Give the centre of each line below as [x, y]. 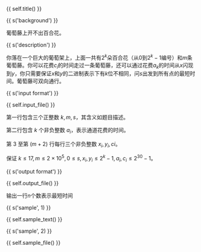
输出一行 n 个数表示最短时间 [40, 195]
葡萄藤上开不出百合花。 [35, 33]
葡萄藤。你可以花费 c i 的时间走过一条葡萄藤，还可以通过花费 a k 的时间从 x [94, 66]
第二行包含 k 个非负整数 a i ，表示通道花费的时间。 [68, 131]
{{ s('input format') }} [33, 93]
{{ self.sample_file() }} [33, 242]
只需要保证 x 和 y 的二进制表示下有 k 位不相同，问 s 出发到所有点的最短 [107, 74]
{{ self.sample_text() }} [34, 219]
